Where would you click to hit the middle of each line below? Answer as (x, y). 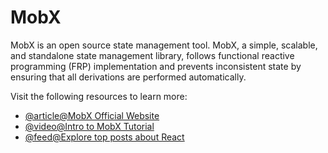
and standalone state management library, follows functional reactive (152, 55)
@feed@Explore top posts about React (104, 137)
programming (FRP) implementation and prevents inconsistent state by (156, 66)
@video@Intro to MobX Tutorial (89, 126)
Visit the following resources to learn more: (99, 96)
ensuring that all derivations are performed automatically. (128, 77)
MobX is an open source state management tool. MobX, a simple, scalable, (164, 45)
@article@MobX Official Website (92, 115)
